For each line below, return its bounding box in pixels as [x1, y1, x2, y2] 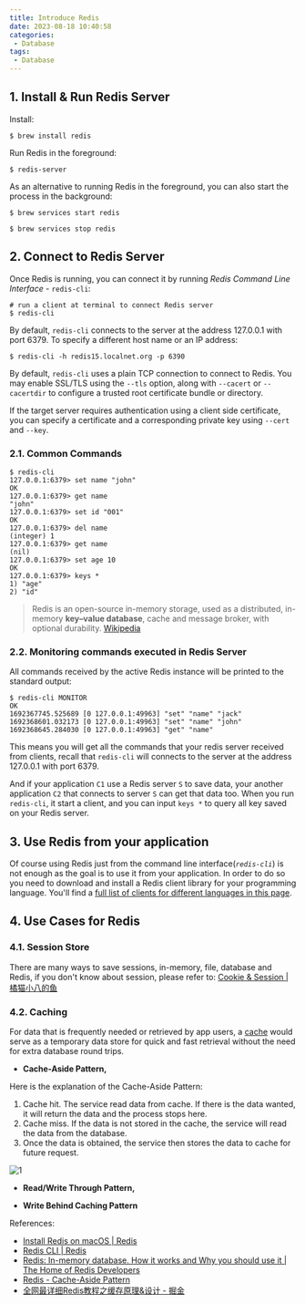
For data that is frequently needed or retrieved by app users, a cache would [9, 1027, 293, 1038]
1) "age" [9, 579, 43, 588]
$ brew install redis [9, 131, 92, 140]
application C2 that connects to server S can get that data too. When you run [9, 788, 294, 799]
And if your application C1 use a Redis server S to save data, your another [9, 779, 284, 790]
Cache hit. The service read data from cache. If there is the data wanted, [22, 1099, 296, 1110]
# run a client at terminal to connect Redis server [9, 300, 214, 310]
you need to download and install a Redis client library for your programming [9, 877, 297, 889]
